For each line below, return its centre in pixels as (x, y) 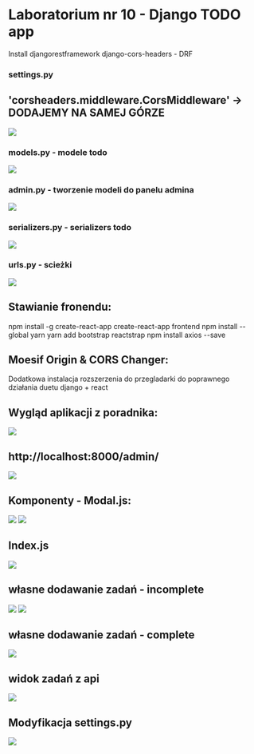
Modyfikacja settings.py (70, 722)
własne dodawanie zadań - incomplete (106, 590)
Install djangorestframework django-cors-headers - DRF (101, 54)
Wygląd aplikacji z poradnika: (83, 413)
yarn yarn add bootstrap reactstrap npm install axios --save (128, 335)
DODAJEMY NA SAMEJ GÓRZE (86, 113)
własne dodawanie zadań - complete (102, 635)
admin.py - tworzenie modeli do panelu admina (102, 189)
